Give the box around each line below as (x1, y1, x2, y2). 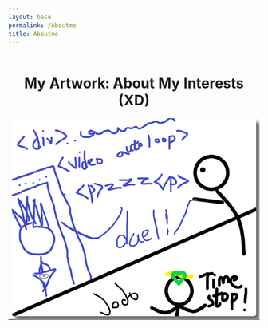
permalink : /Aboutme (8, 21, 77, 30)
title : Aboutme (8, 30, 59, 38)
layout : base (8, 13, 52, 21)
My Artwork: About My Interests (23, 74, 245, 93)
